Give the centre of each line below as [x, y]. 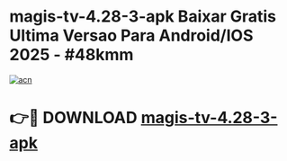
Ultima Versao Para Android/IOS [131, 36]
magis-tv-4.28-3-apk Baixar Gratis [143, 17]
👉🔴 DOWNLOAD [73, 118]
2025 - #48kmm [72, 55]
